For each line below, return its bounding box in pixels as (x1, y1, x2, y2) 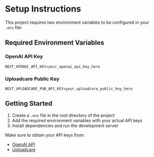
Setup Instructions (5, 3, 81, 15)
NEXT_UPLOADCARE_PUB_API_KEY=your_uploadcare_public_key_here (5, 86, 133, 91)
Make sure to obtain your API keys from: (5, 132, 85, 138)
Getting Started (5, 99, 53, 108)
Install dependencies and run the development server (12, 123, 119, 128)
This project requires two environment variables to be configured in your (5, 19, 149, 25)
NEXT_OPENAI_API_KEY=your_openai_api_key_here (5, 64, 100, 69)
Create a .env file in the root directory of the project (12, 112, 115, 118)
